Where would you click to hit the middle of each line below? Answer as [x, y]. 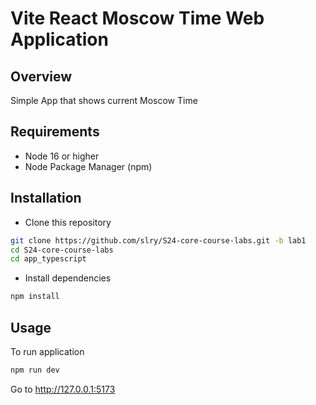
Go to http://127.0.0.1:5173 [63, 389]
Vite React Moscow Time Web [137, 18]
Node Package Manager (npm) [88, 166]
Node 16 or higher [62, 156]
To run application [47, 351]
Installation [46, 198]
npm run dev [35, 370]
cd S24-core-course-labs [62, 250]
